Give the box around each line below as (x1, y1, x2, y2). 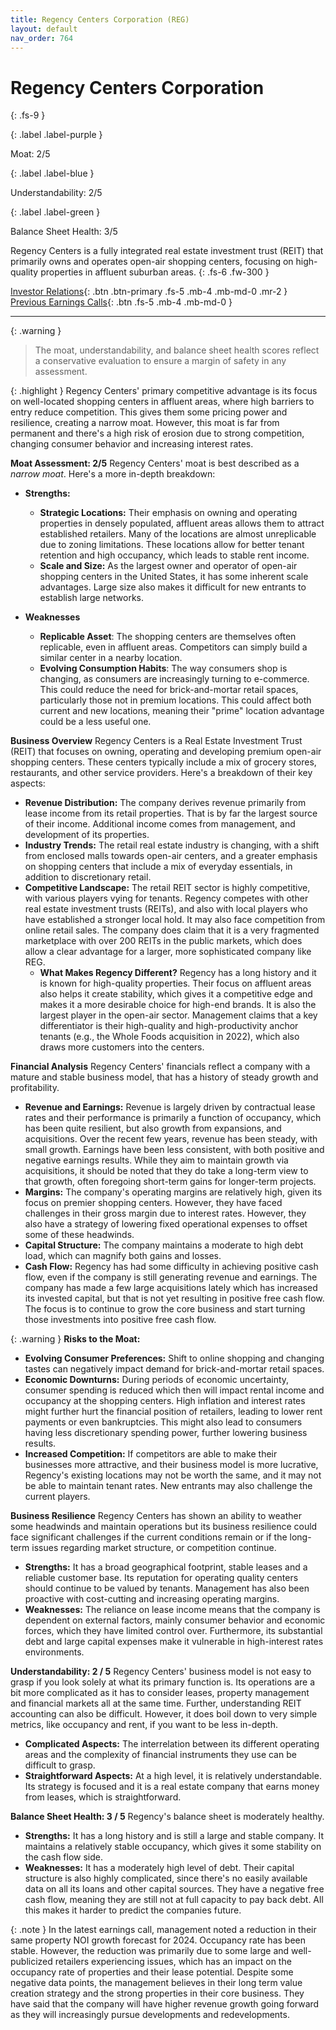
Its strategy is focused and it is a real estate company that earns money (24, 1781, 320, 1793)
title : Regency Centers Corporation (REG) (10, 14, 190, 25)
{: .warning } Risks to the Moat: (10, 1333, 141, 1345)
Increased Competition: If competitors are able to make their (24, 1448, 278, 1460)
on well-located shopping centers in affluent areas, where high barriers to (10, 396, 315, 408)
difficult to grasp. (24, 1759, 96, 1771)
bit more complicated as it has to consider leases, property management (10, 1687, 310, 1699)
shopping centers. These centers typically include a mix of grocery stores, (10, 756, 317, 768)
